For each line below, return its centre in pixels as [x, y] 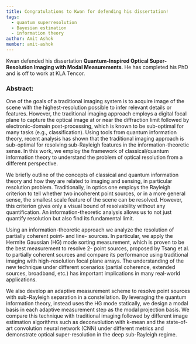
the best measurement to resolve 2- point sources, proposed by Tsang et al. [98, 248]
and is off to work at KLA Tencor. [46, 73]
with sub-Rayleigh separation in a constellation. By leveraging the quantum [96, 297]
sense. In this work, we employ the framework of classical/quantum [87, 151]
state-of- [177, 322]
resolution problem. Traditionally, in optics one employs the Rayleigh [88, 188]
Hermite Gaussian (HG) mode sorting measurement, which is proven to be [95, 242]
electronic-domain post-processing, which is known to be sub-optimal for [95, 126]
